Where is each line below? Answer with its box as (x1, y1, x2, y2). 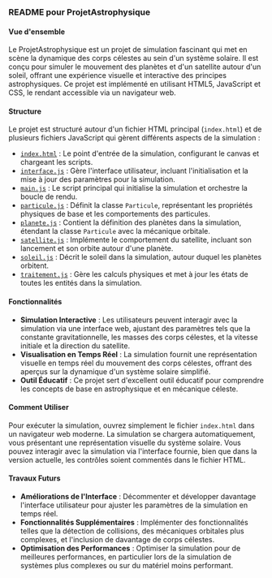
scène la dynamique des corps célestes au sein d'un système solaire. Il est (8, 54, 259, 63)
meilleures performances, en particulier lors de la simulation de (19, 551, 232, 562)
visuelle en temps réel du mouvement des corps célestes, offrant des (19, 358, 253, 368)
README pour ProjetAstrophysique (8, 6, 151, 18)
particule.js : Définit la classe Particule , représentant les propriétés (19, 201, 253, 210)
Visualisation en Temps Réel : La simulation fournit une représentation (19, 349, 257, 359)
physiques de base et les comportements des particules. (19, 209, 211, 219)
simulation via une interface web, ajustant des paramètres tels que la (19, 323, 251, 333)
